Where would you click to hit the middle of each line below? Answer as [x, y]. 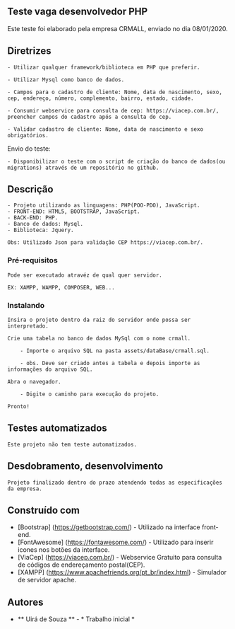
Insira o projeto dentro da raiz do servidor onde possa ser [99, 320]
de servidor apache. [47, 580]
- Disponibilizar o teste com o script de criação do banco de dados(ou [116, 161]
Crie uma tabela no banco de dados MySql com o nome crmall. [99, 339]
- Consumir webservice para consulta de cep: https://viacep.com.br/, [113, 110]
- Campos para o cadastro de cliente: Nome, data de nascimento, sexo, [115, 92]
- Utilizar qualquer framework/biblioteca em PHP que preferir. [104, 67]
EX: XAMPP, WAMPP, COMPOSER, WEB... [61, 287]
